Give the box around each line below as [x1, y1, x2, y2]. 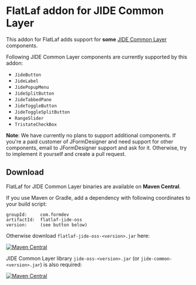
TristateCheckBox [14, 121, 57, 127]
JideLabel [14, 78, 39, 84]
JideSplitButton [14, 91, 54, 96]
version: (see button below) [6, 222, 88, 228]
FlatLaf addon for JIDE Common [6, 4, 164, 18]
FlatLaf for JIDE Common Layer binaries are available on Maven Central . [6, 183, 181, 190]
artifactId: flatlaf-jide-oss [6, 217, 82, 223]
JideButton [14, 72, 42, 78]
